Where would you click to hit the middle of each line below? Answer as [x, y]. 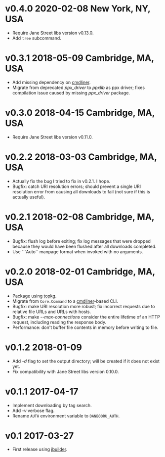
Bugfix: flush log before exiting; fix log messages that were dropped [81, 241]
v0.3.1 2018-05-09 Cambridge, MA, [80, 58]
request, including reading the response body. [59, 322]
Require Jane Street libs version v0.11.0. [52, 137]
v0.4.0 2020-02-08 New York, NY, [78, 9]
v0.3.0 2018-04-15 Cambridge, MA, [80, 113]
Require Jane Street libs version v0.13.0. [53, 33]
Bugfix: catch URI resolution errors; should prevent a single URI [77, 186]
